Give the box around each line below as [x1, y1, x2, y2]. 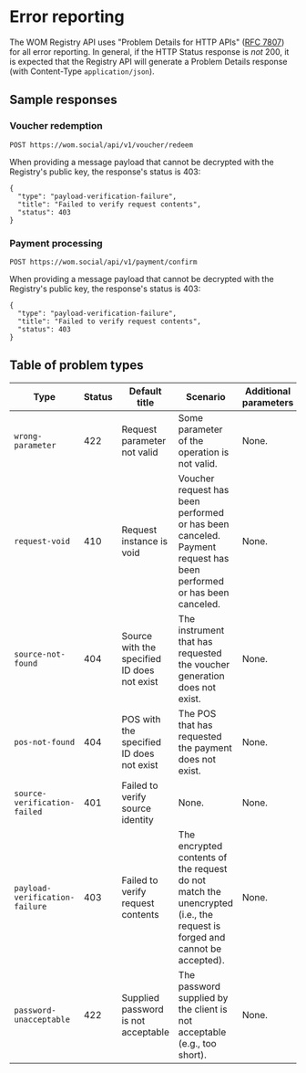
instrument [178, 624, 225, 636]
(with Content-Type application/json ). [9, 66, 155, 77]
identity [121, 813, 154, 826]
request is [178, 920, 221, 932]
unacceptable [14, 1014, 71, 1025]
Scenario [185, 390, 226, 403]
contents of [178, 851, 228, 864]
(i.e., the [178, 908, 214, 920]
